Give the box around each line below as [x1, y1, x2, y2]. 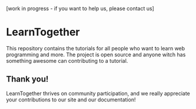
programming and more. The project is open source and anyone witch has [6, 51, 186, 58]
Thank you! [6, 74, 49, 84]
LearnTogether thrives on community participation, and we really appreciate [6, 90, 190, 97]
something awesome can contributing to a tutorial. [6, 57, 128, 64]
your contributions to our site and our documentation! [6, 96, 136, 103]
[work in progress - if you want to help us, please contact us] [6, 5, 154, 12]
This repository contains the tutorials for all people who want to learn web [6, 45, 185, 52]
